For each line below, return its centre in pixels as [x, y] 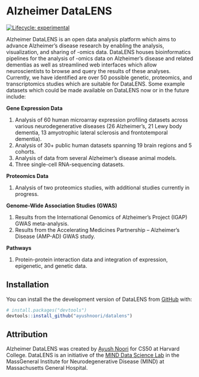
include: [16, 96]
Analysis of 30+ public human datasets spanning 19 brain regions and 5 [103, 145]
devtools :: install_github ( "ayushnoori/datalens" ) [70, 316]
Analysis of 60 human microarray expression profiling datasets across [101, 120]
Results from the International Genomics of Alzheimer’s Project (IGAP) [101, 217]
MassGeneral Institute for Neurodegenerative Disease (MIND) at [85, 361]
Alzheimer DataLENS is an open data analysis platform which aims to [91, 39]
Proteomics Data [28, 176]
